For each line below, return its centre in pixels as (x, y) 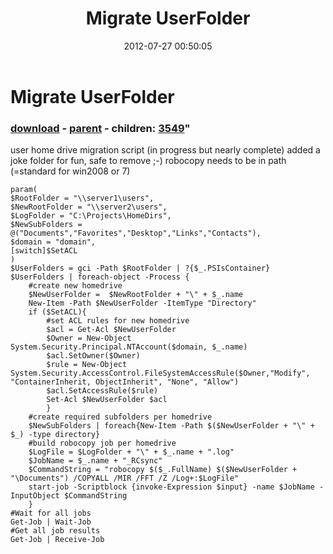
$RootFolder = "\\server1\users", (82, 198)
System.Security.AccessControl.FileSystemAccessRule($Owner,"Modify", (160, 373)
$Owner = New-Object (89, 338)
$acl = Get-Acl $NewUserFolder (111, 330)
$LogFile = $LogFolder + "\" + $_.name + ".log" (131, 452)
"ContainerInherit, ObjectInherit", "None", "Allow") (125, 382)
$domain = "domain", (53, 242)
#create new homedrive (75, 286)
